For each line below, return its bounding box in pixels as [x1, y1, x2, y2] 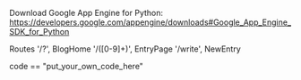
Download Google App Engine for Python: [9, 8, 164, 18]
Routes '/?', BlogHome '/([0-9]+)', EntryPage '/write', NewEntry [9, 44, 242, 54]
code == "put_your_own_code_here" [9, 61, 143, 71]
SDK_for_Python [9, 27, 70, 36]
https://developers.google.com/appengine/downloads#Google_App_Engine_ [9, 17, 292, 28]
